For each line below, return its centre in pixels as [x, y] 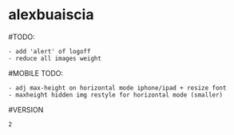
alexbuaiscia [51, 15]
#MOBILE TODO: [36, 73]
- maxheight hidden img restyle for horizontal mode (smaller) [116, 95]
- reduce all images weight [55, 58]
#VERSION [26, 109]
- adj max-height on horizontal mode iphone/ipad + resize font [117, 88]
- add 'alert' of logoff [50, 51]
